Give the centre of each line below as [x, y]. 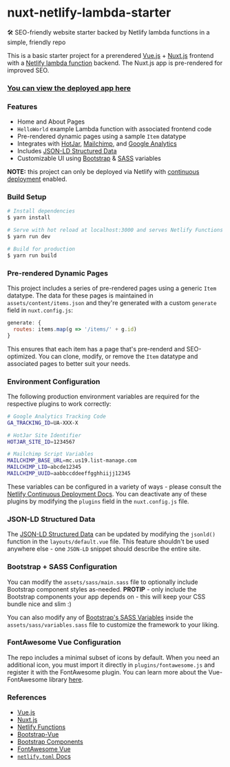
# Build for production [41, 249]
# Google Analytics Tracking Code [57, 416]
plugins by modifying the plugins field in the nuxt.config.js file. [98, 501]
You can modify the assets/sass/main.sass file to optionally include [103, 582]
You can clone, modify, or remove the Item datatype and [118, 356]
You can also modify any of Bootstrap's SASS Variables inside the [101, 617]
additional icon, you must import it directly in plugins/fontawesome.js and [111, 665]
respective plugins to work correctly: [59, 404]
